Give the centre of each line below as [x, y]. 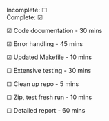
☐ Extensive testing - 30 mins [49, 70]
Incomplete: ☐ [27, 10]
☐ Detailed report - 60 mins [46, 110]
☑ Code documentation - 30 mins [54, 31]
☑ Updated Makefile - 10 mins [49, 57]
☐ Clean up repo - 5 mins [43, 84]
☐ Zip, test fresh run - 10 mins [49, 97]
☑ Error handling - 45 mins [45, 44]
